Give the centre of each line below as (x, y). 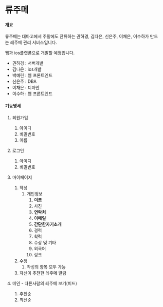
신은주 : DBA (24, 81)
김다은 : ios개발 (27, 69)
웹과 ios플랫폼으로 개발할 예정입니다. (40, 53)
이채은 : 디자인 (26, 88)
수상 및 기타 (45, 242)
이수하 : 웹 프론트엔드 (32, 94)
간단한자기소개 (48, 224)
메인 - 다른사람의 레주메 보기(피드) (45, 283)
